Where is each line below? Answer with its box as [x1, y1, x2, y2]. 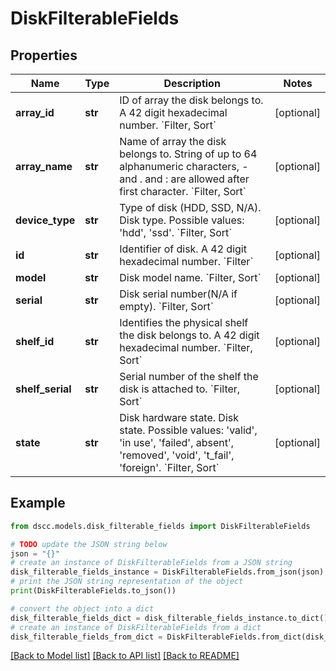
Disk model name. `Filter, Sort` [119, 271, 262, 284]
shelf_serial [15, 382, 72, 396]
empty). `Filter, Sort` [119, 300, 214, 313]
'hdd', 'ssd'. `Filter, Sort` [119, 226, 233, 239]
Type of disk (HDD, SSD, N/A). [119, 201, 262, 214]
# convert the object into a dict [10, 603, 155, 614]
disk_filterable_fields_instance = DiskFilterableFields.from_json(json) [10, 567, 325, 577]
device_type [15, 213, 76, 227]
